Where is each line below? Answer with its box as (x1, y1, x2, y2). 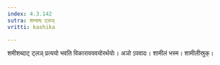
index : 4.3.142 (7, 10, 53, 18)
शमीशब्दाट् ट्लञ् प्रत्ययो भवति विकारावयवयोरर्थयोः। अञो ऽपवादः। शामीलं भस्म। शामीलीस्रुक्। (7, 49, 214, 57)
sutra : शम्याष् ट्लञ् (7, 17, 55, 24)
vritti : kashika (7, 23, 55, 30)
